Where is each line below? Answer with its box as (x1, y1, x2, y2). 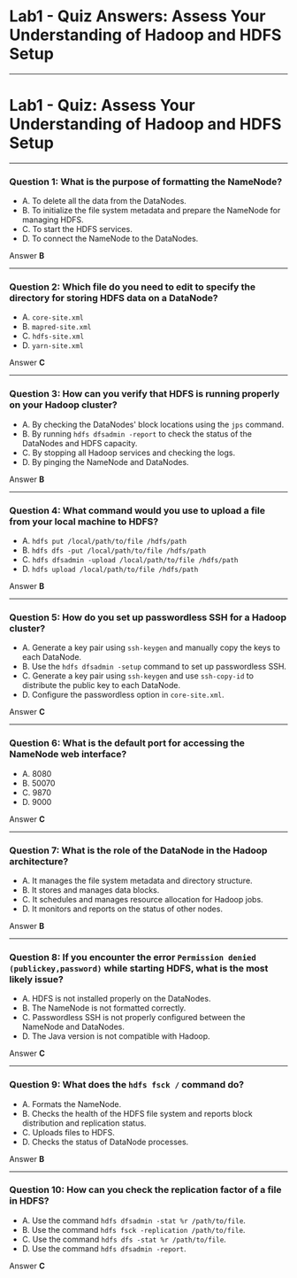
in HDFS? (9, 1195, 49, 1207)
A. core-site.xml (21, 312, 84, 322)
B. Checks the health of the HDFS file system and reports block (21, 1108, 254, 1119)
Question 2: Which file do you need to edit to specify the (9, 281, 256, 293)
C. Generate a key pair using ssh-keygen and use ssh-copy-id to (21, 670, 255, 681)
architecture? (9, 855, 69, 867)
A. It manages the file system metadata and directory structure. (21, 875, 254, 886)
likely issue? (9, 972, 64, 985)
